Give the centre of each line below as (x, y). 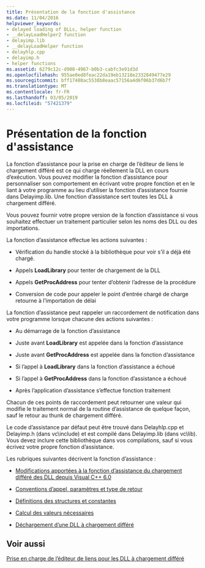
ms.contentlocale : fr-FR (38, 92)
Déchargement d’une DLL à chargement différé (75, 524)
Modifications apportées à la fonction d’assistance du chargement (99, 470)
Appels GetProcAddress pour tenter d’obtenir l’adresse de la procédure (106, 282)
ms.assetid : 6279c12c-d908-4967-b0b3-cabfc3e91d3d (72, 69)
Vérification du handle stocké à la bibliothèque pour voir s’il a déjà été (103, 252)
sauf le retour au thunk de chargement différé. (65, 415)
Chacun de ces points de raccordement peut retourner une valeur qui (94, 402)
